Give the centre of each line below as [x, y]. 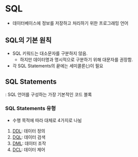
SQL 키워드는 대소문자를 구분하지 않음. [50, 53]
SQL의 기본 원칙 [28, 40]
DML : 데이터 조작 [29, 143]
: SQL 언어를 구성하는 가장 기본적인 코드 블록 [49, 94]
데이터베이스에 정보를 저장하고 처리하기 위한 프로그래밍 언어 [70, 23]
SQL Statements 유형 [31, 109]
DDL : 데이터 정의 [29, 131]
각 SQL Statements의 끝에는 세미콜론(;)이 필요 [58, 66]
